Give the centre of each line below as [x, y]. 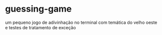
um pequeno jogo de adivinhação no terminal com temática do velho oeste [81, 22]
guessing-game [39, 9]
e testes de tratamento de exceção [40, 27]
